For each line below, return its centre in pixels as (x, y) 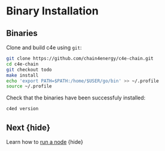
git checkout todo (29, 70)
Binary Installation (52, 11)
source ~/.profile (29, 86)
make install (22, 75)
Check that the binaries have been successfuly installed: (76, 98)
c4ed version (22, 109)
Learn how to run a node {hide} (45, 141)
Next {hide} (28, 127)
